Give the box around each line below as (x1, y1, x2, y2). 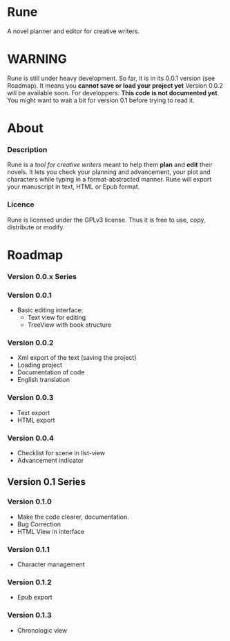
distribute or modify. (7, 222, 65, 231)
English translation (17, 376, 70, 384)
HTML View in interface (17, 527, 85, 535)
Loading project (17, 361, 62, 370)
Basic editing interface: (17, 306, 84, 314)
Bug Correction (17, 519, 61, 528)
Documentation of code (17, 368, 85, 376)
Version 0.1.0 (7, 497, 52, 506)
